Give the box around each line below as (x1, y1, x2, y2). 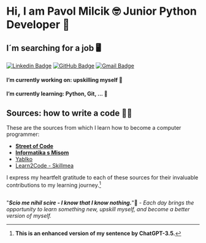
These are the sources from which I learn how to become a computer (6, 124, 181, 131)
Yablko (15, 155, 32, 163)
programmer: (6, 130, 40, 138)
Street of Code (15, 143, 54, 149)
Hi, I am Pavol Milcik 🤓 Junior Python (6, 4, 197, 18)
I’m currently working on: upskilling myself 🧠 (6, 76, 123, 83)
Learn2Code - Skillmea (15, 162, 74, 169)
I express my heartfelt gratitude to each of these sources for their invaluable (6, 174, 199, 181)
